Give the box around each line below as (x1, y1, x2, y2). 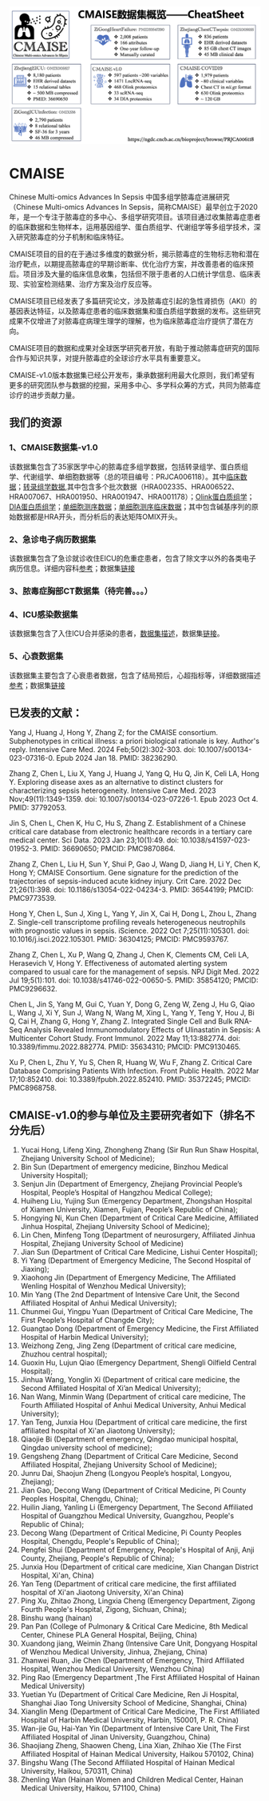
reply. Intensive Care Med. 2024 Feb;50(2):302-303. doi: (9, 745, 196, 754)
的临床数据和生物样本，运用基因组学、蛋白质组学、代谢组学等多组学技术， (9, 223, 254, 232)
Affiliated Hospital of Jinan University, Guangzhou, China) (20, 1732, 211, 1742)
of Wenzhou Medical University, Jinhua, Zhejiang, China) (20, 1647, 208, 1657)
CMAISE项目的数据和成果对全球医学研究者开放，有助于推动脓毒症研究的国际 (9, 344, 260, 353)
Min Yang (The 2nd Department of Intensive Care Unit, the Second (20, 1290, 240, 1300)
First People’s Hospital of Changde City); (20, 1316, 155, 1325)
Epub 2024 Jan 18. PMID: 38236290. (56, 754, 178, 763)
